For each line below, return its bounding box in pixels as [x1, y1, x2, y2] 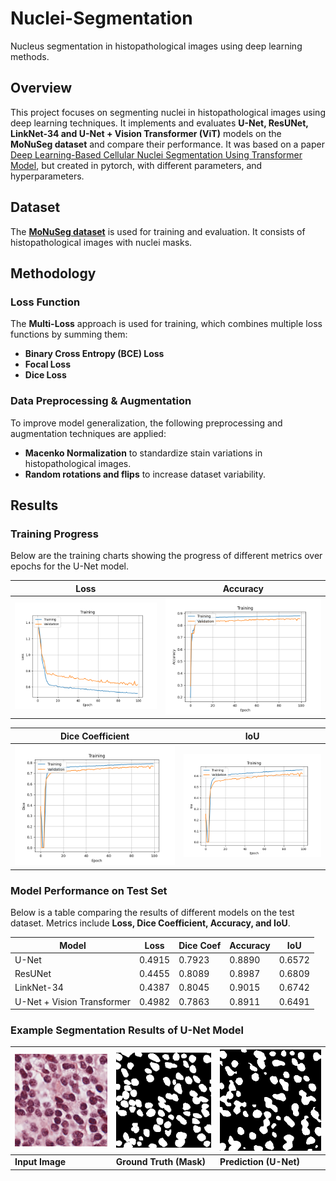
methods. [10, 50, 50, 62]
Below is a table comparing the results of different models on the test [10, 907, 295, 919]
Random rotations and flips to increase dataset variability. [24, 468, 267, 480]
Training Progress [10, 527, 99, 541]
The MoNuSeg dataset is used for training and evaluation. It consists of [10, 225, 306, 237]
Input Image [14, 1156, 67, 1168]
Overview [10, 80, 73, 97]
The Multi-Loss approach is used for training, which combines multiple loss [10, 318, 323, 330]
